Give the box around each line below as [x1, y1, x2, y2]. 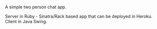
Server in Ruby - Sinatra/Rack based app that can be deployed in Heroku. [5, 14, 153, 19]
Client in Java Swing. [5, 19, 47, 24]
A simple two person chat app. [5, 4, 67, 10]
